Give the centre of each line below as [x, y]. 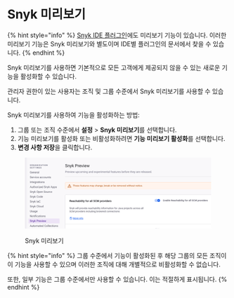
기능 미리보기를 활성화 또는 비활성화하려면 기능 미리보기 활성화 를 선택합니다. [122, 138]
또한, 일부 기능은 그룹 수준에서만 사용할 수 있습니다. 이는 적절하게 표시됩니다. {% [117, 279]
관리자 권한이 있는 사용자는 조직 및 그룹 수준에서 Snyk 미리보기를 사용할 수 [109, 91]
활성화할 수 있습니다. [48, 76]
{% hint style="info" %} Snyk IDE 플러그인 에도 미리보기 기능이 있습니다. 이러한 [117, 35]
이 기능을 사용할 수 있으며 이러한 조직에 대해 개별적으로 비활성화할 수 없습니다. [114, 264]
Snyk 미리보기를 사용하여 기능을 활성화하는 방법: [74, 115]
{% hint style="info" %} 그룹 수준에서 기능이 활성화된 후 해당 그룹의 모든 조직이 [117, 255]
